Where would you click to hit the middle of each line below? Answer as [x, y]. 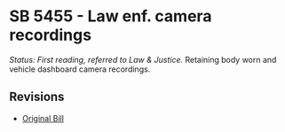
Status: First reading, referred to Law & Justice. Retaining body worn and [143, 59]
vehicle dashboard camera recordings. [80, 69]
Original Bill [43, 118]
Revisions [37, 97]
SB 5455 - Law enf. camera [111, 16]
